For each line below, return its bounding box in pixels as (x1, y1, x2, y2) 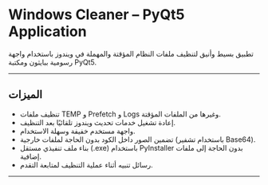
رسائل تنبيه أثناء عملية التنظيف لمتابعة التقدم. (19, 159, 153, 169)
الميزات (8, 88, 42, 101)
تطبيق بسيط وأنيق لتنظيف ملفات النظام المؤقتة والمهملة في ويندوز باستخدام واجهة (8, 49, 254, 58)
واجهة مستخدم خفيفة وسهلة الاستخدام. (19, 126, 136, 136)
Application (8, 22, 87, 41)
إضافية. (19, 152, 42, 161)
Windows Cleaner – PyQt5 (8, 6, 185, 24)
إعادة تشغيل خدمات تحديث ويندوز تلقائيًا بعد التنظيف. (19, 117, 176, 127)
